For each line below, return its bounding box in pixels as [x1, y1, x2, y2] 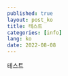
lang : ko [7, 36, 32, 42]
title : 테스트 [7, 23, 43, 29]
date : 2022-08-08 [7, 42, 56, 49]
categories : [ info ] [7, 29, 63, 36]
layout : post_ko [7, 16, 53, 23]
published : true [7, 10, 53, 17]
